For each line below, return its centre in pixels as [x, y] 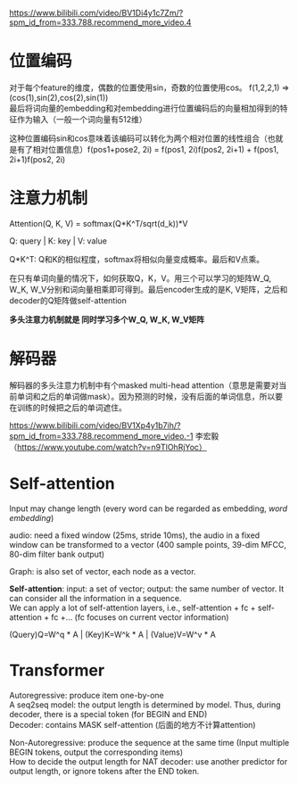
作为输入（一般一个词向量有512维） [82, 119]
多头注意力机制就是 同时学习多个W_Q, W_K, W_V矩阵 [107, 319]
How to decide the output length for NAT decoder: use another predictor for [149, 761]
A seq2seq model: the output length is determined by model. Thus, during [145, 705]
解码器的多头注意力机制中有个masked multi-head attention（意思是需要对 [144, 385]
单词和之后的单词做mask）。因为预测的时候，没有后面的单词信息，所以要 [150, 396]
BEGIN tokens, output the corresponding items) [96, 752]
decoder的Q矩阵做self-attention [68, 300]
